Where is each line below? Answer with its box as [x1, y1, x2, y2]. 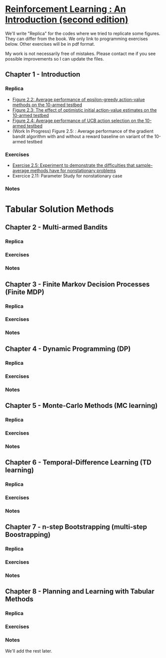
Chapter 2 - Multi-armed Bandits [5, 223, 108, 232]
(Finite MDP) [5, 288, 45, 296]
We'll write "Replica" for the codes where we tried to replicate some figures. [5, 30, 161, 36]
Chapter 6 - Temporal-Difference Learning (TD [5, 458, 152, 467]
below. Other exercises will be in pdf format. [5, 41, 95, 47]
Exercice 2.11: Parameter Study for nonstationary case [12, 173, 122, 179]
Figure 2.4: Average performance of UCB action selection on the [12, 118, 144, 124]
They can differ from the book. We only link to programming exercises [5, 36, 148, 42]
